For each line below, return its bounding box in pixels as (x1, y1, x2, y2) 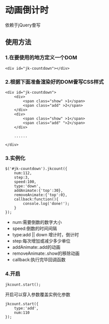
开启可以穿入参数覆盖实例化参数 (5, 291, 70, 297)
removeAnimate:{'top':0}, (14, 192, 68, 197)
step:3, (14, 175, 30, 180)
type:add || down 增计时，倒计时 (12, 232, 79, 238)
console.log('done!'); (23, 201, 70, 206)
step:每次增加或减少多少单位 (12, 238, 71, 244)
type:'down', (14, 184, 41, 189)
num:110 (14, 310, 30, 315)
